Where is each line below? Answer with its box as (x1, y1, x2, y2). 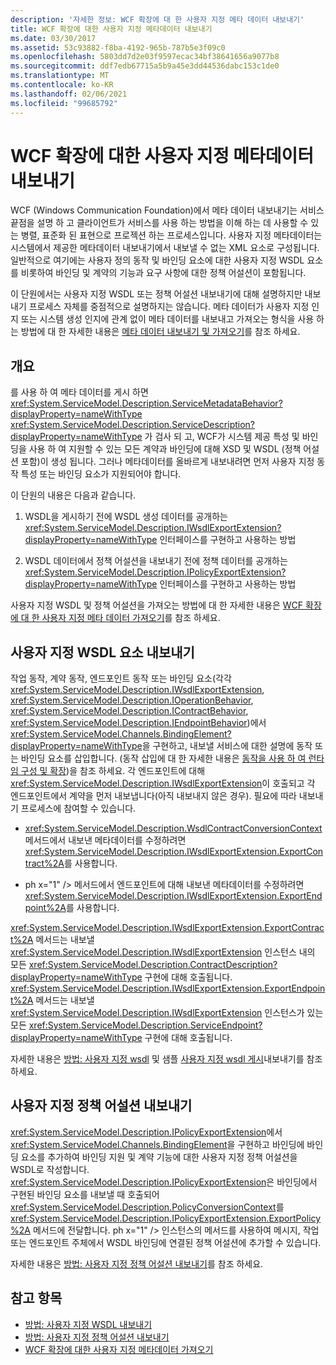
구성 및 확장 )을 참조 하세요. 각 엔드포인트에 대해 (20, 765, 206, 777)
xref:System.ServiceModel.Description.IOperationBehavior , (10, 694, 254, 706)
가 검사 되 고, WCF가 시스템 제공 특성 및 (144, 431, 300, 443)
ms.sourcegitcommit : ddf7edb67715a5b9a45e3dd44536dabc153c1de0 (10, 61, 280, 71)
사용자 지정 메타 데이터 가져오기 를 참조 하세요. (41, 612, 221, 624)
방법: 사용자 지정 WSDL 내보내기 (24, 1318, 153, 1330)
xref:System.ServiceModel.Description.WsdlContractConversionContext (24, 822, 323, 835)
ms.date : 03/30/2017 (10, 33, 97, 43)
